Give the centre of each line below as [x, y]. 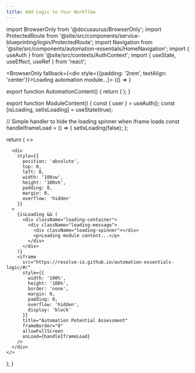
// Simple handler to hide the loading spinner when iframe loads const [93, 121]
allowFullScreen [43, 331]
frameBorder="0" [43, 326]
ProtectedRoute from [32, 35]
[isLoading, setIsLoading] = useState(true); [60, 109]
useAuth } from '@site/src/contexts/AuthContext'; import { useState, [91, 55]
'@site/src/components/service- [100, 35]
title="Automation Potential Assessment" [75, 320]
